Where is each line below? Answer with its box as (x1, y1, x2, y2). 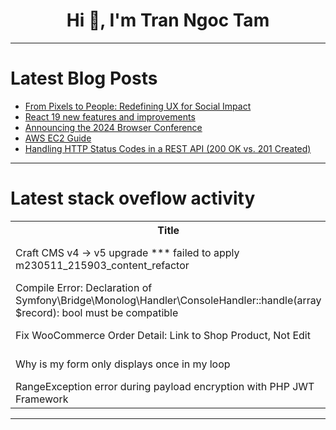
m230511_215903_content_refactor (15, 258, 190, 272)
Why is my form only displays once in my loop (15, 357, 231, 371)
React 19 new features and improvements (24, 110, 196, 123)
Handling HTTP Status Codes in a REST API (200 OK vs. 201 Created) (24, 142, 312, 154)
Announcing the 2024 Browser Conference (24, 121, 203, 133)
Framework (15, 392, 69, 406)
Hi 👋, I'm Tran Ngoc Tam (66, 9, 270, 32)
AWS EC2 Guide (24, 132, 92, 144)
